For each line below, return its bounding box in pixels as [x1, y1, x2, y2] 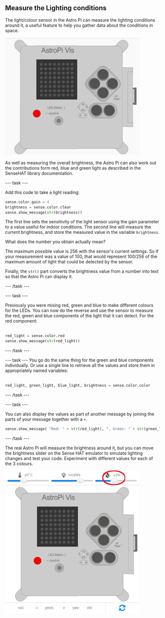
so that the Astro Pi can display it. [5, 274, 73, 280]
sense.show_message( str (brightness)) [5, 210, 82, 215]
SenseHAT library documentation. [5, 170, 74, 176]
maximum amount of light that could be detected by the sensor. [5, 259, 134, 265]
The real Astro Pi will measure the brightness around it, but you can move [5, 445, 154, 451]
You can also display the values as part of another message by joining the [5, 411, 155, 417]
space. [5, 27, 19, 34]
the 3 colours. [5, 461, 33, 467]
